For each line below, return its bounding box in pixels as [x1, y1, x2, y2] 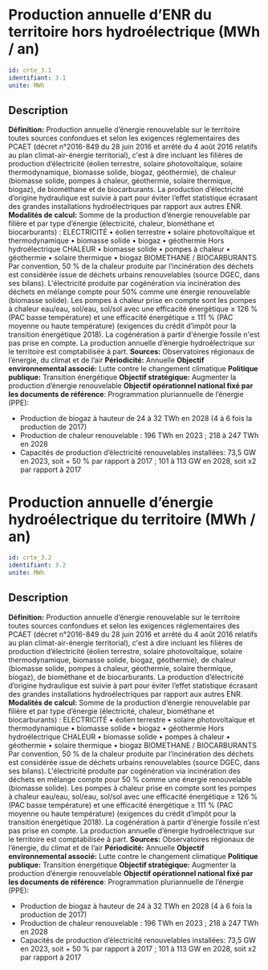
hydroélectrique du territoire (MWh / [8, 510, 256, 528]
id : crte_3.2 [8, 554, 52, 562]
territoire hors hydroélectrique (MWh [8, 23, 261, 41]
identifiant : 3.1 [8, 74, 67, 82]
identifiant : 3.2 [8, 561, 67, 570]
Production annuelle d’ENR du [8, 6, 213, 24]
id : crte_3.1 [8, 66, 52, 74]
